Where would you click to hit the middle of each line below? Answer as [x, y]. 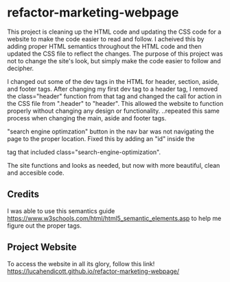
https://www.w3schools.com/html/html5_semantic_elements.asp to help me [114, 218]
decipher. [21, 68]
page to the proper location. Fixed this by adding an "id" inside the [101, 138]
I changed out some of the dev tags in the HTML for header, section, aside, [113, 81]
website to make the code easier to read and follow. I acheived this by [106, 39]
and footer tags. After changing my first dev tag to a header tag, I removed [113, 89]
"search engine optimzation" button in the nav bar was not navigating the [111, 131]
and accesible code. [36, 173]
